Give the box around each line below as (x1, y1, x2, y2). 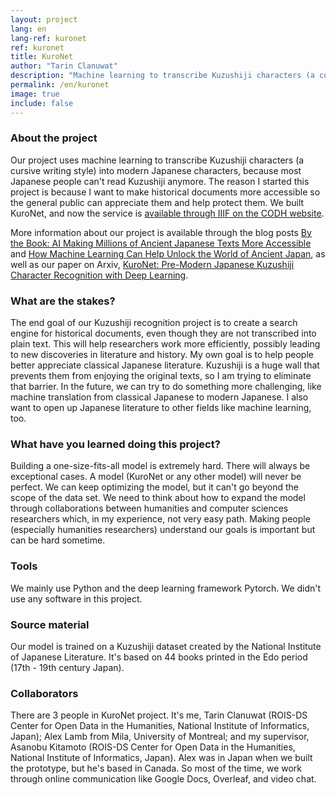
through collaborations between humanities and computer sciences (10, 502, 289, 515)
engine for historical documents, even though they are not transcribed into (10, 327, 317, 340)
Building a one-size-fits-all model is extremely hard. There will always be (10, 460, 311, 472)
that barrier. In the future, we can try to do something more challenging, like (10, 381, 322, 393)
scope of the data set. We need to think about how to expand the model (10, 492, 306, 504)
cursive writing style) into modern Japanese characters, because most (10, 164, 302, 176)
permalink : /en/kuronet (10, 80, 110, 90)
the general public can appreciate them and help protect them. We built (10, 196, 305, 208)
